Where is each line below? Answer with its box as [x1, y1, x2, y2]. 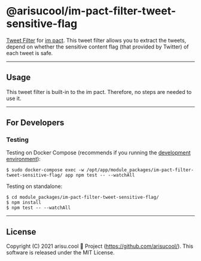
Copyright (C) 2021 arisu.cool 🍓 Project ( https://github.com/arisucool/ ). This [6, 242, 193, 250]
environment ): [6, 156, 41, 163]
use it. [6, 95, 22, 102]
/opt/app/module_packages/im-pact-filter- [86, 167, 194, 173]
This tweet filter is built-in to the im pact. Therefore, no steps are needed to [6, 88, 192, 95]
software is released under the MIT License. [6, 249, 115, 256]
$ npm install [6, 199, 42, 206]
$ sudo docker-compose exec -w [6, 167, 84, 173]
